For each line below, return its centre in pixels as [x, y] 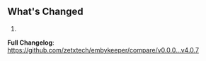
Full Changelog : [31, 43]
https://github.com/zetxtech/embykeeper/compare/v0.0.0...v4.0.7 [103, 50]
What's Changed [45, 12]
